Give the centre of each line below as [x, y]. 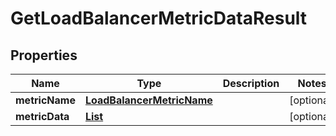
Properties [44, 55]
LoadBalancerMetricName [148, 100]
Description [251, 83]
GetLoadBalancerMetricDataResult [159, 18]
